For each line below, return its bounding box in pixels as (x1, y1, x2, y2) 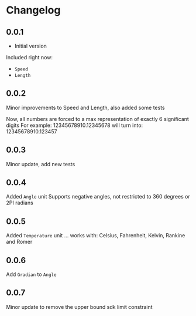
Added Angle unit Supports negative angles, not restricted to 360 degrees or (6, 193, 190, 200)
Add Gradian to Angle (6, 271, 57, 278)
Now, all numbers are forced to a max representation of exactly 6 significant (6, 115, 189, 122)
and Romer (6, 238, 33, 246)
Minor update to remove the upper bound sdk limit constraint (6, 303, 153, 310)
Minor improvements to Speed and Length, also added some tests (6, 104, 165, 111)
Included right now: (6, 54, 53, 60)
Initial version (14, 42, 47, 49)
